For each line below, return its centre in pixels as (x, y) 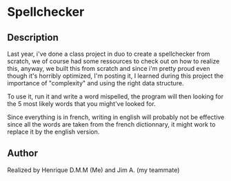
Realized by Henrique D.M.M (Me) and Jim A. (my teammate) (93, 170)
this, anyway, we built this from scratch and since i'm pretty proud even (109, 68)
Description (33, 38)
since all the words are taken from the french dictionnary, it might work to (111, 124)
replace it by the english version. (53, 132)
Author (22, 153)
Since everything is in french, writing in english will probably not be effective (116, 117)
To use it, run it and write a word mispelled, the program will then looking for (115, 96)
